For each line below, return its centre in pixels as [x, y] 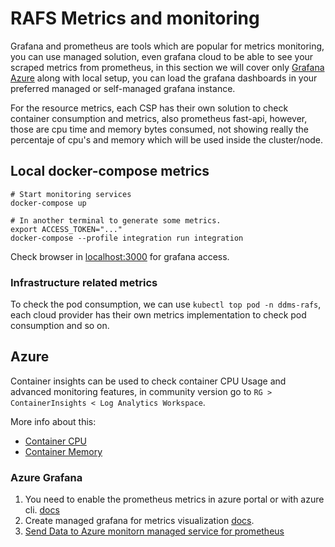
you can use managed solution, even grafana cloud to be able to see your [162, 56]
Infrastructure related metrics [84, 282]
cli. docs [42, 510]
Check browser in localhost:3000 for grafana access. [120, 256]
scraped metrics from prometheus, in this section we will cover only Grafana [167, 67]
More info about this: [53, 421]
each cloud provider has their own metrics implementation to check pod [158, 315]
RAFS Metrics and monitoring [135, 18]
